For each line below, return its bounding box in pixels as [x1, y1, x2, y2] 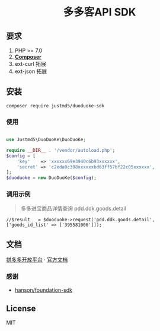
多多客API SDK [63, 5, 136, 19]
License [6, 304, 36, 314]
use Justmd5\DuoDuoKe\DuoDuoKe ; [6, 137, 86, 143]
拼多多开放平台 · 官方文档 [6, 256, 68, 263]
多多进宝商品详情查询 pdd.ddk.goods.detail [20, 205, 126, 212]
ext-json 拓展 [14, 68, 47, 75]
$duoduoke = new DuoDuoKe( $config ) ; [6, 175, 97, 181]
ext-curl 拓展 [14, 61, 46, 67]
